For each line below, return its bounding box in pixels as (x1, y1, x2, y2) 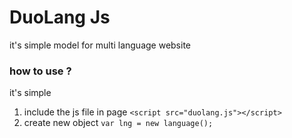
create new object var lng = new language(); (23, 117, 214, 129)
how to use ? (9, 64, 72, 78)
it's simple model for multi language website (9, 39, 192, 51)
